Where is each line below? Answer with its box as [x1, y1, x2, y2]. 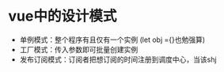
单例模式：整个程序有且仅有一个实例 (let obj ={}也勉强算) [19, 35, 206, 44]
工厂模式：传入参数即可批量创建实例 [19, 44, 139, 54]
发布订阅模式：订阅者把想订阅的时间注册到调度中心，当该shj [19, 55, 217, 64]
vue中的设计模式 [8, 7, 117, 25]
